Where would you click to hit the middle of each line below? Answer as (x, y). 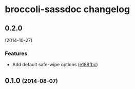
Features (16, 53)
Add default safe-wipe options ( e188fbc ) (55, 65)
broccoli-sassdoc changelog (67, 9)
